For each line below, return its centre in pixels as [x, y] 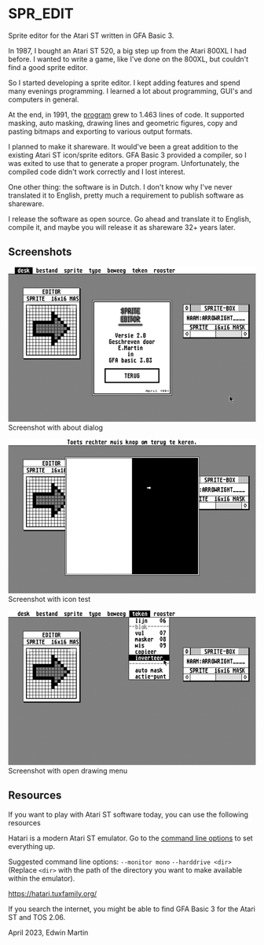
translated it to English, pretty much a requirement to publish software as [126, 195]
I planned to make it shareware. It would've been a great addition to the [123, 146]
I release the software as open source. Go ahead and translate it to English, [130, 219]
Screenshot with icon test [49, 599]
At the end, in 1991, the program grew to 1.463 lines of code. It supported [126, 114]
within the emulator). [42, 878]
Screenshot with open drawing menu [68, 770]
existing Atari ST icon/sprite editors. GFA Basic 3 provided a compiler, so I [127, 155]
